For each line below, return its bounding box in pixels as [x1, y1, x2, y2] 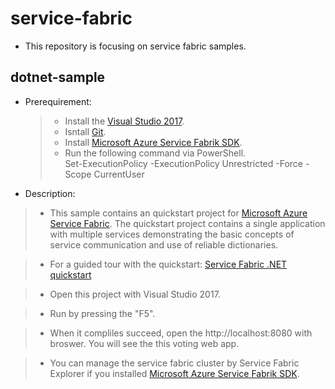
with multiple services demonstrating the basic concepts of [49, 228, 295, 240]
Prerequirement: [24, 95, 92, 107]
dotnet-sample [10, 69, 106, 86]
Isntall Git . [64, 125, 107, 137]
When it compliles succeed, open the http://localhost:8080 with [49, 327, 313, 339]
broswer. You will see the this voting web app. [49, 337, 240, 349]
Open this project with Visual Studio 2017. [49, 288, 221, 300]
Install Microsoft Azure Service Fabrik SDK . [64, 136, 243, 148]
